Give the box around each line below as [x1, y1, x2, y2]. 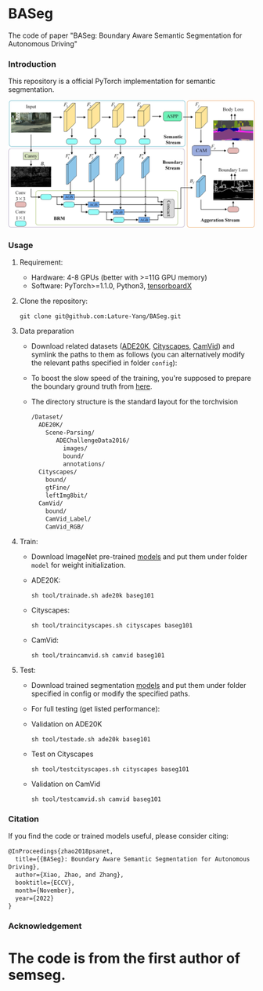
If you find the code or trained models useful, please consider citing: [8, 832, 229, 841]
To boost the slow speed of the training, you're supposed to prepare [31, 373, 252, 382]
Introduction [8, 58, 56, 69]
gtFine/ [45, 484, 70, 492]
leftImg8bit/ [45, 492, 88, 499]
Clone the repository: [19, 296, 88, 305]
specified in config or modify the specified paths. [31, 689, 190, 698]
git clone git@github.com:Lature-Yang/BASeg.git [19, 312, 182, 320]
